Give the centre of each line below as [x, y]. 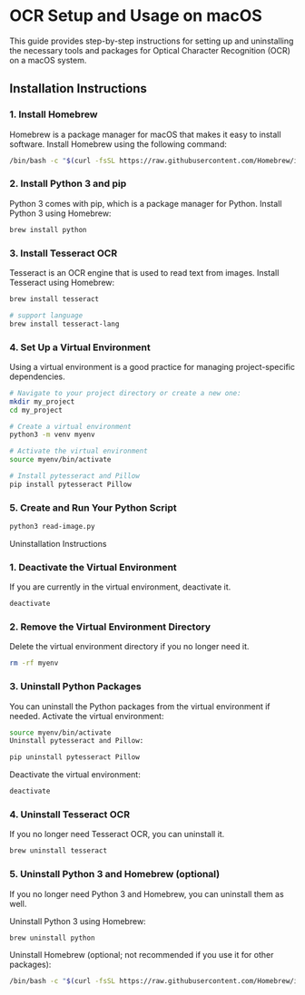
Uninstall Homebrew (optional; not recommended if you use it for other [142, 955]
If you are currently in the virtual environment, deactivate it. [120, 587]
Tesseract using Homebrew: [62, 282]
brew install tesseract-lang [64, 324]
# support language [46, 315]
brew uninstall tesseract [58, 851]
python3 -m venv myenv [52, 435]
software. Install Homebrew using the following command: [118, 144]
